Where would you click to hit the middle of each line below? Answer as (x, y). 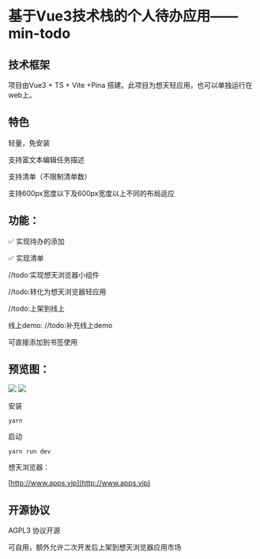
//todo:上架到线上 (36, 308)
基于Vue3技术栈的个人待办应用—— (123, 16)
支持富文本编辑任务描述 (46, 160)
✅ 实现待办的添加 (36, 241)
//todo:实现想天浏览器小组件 (54, 274)
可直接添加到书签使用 (43, 342)
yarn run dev (30, 451)
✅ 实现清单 (26, 258)
